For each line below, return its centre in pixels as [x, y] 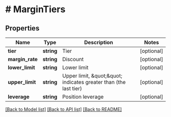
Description [98, 42]
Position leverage [83, 97]
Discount [73, 59]
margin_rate [23, 59]
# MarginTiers [35, 9]
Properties [22, 28]
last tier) [72, 89]
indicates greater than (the [94, 82]
